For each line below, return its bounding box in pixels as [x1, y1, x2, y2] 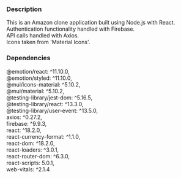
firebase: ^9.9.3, [6, 120, 47, 127]
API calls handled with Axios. [6, 32, 79, 39]
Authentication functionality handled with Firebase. [6, 25, 135, 33]
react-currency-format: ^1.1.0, [6, 133, 81, 140]
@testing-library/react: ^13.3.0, [6, 100, 84, 107]
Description [6, 5, 42, 14]
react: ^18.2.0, [6, 126, 42, 134]
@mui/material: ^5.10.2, [6, 87, 65, 95]
